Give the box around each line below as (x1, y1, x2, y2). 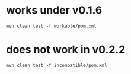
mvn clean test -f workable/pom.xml (6, 23, 97, 29)
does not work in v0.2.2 (6, 43, 126, 56)
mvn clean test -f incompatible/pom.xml (6, 62, 108, 68)
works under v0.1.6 (6, 4, 103, 17)
